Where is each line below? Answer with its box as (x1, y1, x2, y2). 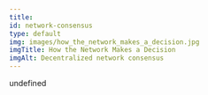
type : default (9, 29, 62, 38)
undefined (9, 78, 47, 88)
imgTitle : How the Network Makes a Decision (9, 46, 176, 55)
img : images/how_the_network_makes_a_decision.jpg (9, 37, 200, 47)
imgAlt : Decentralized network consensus (9, 54, 165, 62)
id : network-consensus (9, 21, 93, 30)
